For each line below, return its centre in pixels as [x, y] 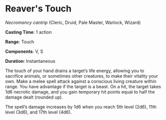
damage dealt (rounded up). [34, 97]
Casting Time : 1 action [28, 32]
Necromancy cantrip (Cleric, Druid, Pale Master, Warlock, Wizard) [73, 22]
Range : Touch [20, 42]
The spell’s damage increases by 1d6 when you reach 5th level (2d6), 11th [81, 107]
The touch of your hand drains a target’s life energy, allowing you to [75, 71]
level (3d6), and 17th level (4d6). [38, 112]
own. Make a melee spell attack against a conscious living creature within [81, 81]
